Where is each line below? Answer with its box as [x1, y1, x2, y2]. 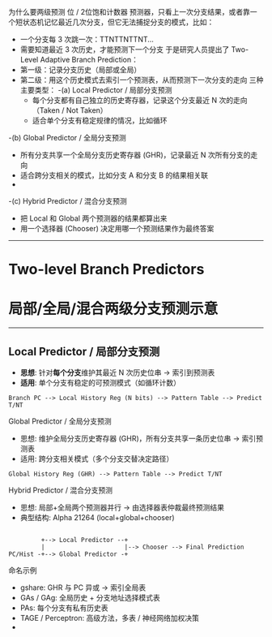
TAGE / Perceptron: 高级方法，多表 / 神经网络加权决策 [19, 613, 200, 622]
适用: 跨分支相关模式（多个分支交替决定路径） [19, 454, 174, 463]
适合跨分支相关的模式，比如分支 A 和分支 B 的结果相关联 [19, 170, 209, 180]
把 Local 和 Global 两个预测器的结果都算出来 [19, 213, 168, 223]
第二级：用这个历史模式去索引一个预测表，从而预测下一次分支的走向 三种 [19, 75, 264, 84]
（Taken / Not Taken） [32, 105, 108, 115]
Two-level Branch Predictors [8, 260, 205, 278]
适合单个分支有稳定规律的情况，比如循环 [32, 116, 168, 125]
